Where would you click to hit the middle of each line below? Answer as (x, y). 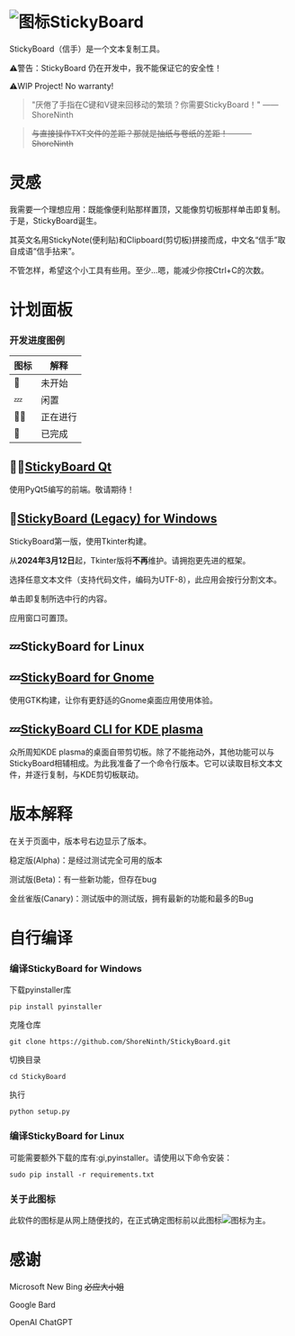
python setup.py (40, 1112)
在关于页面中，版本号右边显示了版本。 (80, 841)
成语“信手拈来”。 (48, 251)
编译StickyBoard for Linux (67, 1136)
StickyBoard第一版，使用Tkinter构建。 (80, 541)
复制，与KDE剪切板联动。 (96, 774)
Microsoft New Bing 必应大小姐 (67, 1286)
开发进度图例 (37, 340)
